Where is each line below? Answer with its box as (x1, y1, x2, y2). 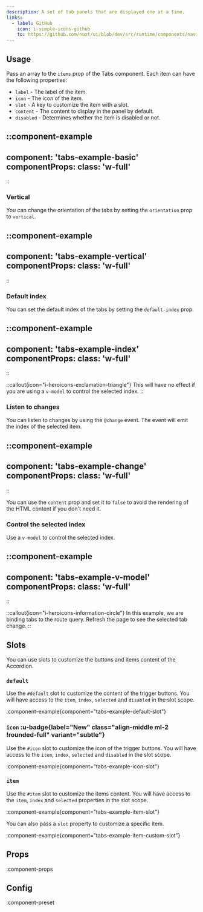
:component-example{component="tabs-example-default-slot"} (6, 708, 166, 716)
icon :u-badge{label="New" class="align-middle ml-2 (6, 723, 169, 731)
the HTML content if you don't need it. (6, 505, 101, 512)
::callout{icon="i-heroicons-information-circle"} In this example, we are (6, 609, 184, 617)
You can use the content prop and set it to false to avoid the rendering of (6, 498, 189, 506)
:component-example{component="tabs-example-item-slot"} (6, 808, 160, 816)
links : (6, 15, 23, 21)
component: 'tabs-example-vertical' (6, 251, 147, 261)
